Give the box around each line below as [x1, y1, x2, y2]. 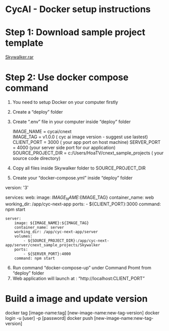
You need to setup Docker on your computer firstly [12, 99, 119, 105]
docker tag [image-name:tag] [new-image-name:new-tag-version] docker [5, 309, 160, 316]
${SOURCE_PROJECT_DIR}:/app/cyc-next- [27, 238, 109, 243]
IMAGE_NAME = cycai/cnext [12, 129, 72, 135]
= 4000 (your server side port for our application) [12, 145, 116, 151]
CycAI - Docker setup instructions [5, 4, 151, 15]
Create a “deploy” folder [12, 109, 63, 115]
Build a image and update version [5, 293, 148, 305]
